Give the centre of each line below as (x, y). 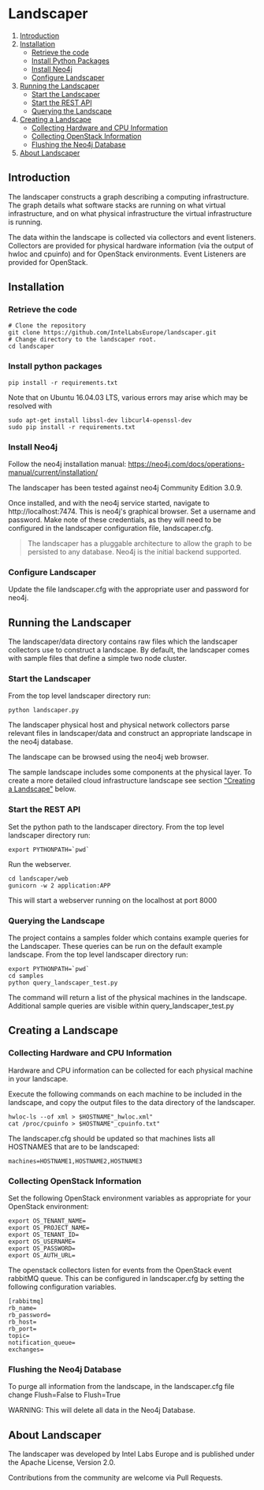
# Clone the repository (47, 326)
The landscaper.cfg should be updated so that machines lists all (112, 1138)
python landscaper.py (44, 711)
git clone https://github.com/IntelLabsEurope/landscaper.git (112, 333)
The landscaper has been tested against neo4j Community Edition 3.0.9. (125, 488)
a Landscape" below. (42, 789)
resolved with (30, 405)
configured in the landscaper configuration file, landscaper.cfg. (111, 528)
